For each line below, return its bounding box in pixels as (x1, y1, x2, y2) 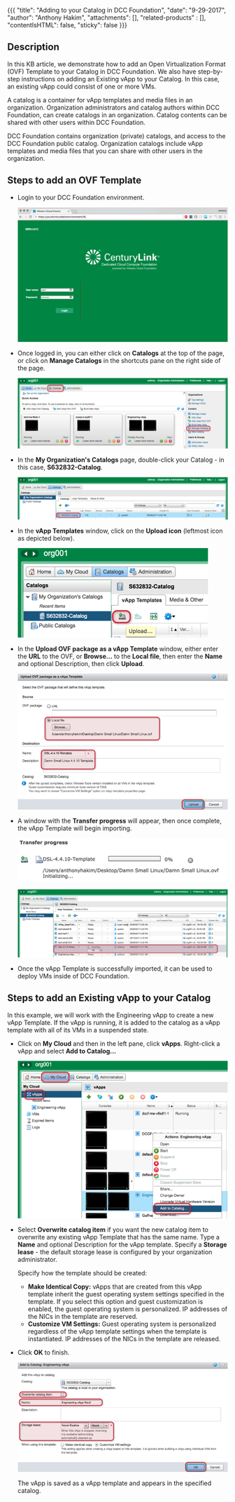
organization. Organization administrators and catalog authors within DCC (7, 103, 220, 112)
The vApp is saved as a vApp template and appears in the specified (17, 1479, 212, 1487)
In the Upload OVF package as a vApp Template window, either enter (17, 645, 219, 653)
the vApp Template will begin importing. (17, 824, 132, 832)
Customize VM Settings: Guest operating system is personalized (27, 1320, 217, 1329)
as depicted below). (17, 534, 75, 543)
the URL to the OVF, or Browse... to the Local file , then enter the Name (17, 652, 222, 660)
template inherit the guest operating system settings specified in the (27, 1290, 225, 1298)
